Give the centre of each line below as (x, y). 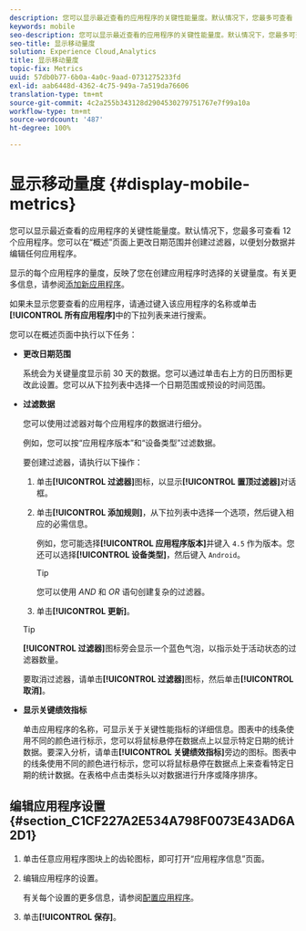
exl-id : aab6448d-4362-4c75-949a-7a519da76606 (99, 86)
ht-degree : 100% (40, 129)
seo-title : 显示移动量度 (52, 43)
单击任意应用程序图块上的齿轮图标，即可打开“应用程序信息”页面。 (146, 858)
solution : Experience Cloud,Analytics (83, 52)
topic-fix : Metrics (46, 69)
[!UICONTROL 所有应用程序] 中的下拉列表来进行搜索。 (110, 315)
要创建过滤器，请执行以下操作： (82, 462)
